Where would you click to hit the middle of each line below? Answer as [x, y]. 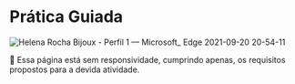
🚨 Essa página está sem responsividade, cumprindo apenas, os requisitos [147, 59]
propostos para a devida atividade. [75, 69]
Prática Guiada [66, 17]
